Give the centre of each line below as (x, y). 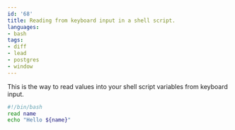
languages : (23, 27)
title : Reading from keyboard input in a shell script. (91, 20)
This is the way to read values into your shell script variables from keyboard (118, 86)
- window (20, 66)
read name (22, 114)
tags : (15, 40)
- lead (17, 54)
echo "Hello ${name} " (39, 120)
